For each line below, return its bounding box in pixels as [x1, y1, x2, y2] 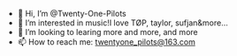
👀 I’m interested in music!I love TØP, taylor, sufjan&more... [17, 17, 228, 28]
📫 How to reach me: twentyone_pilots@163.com [17, 37, 196, 47]
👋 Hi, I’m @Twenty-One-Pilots [17, 9, 126, 18]
